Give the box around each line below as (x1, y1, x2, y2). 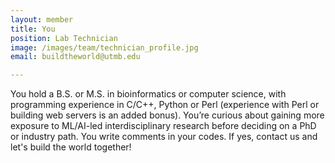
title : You (10, 24, 56, 34)
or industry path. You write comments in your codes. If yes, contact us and (10, 131, 318, 143)
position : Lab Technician (10, 33, 118, 43)
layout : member (10, 14, 74, 25)
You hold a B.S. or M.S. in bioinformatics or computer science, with (10, 88, 287, 100)
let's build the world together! (10, 141, 132, 153)
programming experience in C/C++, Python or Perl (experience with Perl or (10, 99, 320, 111)
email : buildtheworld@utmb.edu (10, 52, 141, 62)
